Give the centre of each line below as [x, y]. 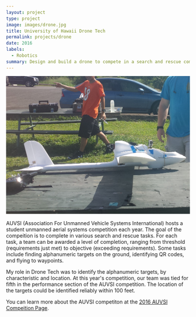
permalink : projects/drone [39, 37]
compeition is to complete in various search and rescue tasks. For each [92, 236]
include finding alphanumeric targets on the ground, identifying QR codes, [95, 254]
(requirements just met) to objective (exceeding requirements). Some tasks [96, 248]
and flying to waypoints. [35, 261]
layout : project [26, 12]
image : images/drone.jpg [36, 25]
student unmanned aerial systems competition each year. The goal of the [94, 230]
